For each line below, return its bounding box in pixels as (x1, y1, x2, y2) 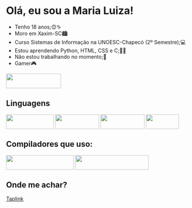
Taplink (6, 195, 24, 202)
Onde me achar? (6, 179, 67, 190)
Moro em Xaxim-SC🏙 (14, 30, 68, 37)
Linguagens (6, 98, 50, 108)
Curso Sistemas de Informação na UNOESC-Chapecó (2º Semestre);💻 (14, 38, 186, 45)
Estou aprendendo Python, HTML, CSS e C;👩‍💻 (14, 47, 127, 54)
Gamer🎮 (14, 59, 37, 66)
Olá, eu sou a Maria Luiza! (6, 4, 134, 17)
